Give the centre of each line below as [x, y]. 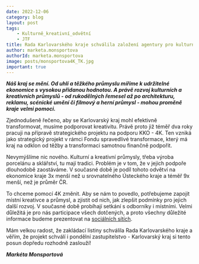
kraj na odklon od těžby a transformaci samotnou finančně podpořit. [89, 145]
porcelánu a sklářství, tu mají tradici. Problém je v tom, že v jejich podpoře [96, 163]
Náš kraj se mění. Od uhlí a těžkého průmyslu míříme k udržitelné [88, 84]
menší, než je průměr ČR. [37, 182]
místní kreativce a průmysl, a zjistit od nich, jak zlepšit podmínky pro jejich [96, 200]
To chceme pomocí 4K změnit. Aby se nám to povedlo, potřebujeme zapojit [98, 194]
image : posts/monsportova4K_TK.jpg [50, 61]
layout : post [22, 23]
